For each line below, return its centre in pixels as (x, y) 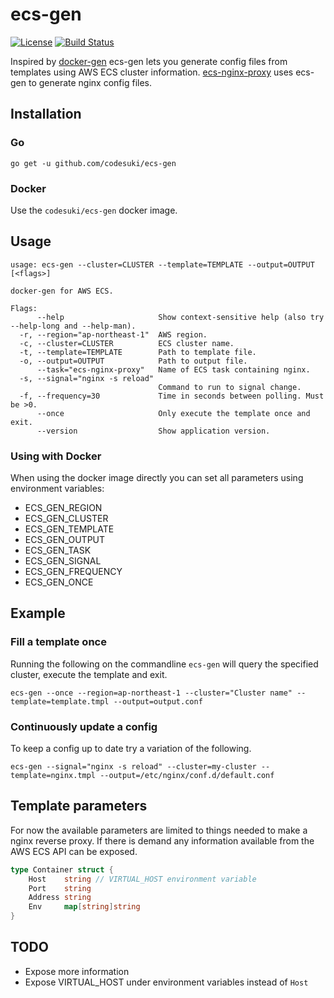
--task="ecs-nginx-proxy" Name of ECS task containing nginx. (173, 369)
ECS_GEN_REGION (63, 508)
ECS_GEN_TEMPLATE (69, 529)
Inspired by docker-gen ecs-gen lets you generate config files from (149, 61)
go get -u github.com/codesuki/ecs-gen (93, 163)
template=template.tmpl (60, 701)
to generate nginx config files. (90, 82)
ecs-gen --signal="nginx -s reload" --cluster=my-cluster (133, 767)
